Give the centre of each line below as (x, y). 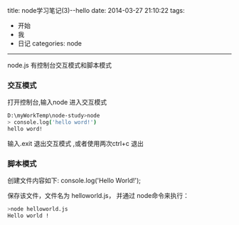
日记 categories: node (50, 43)
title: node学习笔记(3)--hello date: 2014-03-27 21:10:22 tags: (96, 10)
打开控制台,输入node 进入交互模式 (57, 103)
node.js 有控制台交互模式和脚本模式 (60, 65)
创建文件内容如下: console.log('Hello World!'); (74, 181)
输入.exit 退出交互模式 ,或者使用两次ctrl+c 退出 (76, 143)
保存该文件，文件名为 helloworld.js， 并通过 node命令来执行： (99, 196)
